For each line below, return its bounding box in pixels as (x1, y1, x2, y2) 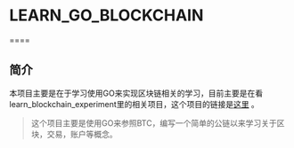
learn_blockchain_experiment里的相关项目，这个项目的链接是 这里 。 (9, 98, 260, 109)
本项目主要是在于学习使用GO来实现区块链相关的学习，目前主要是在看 (9, 88, 264, 98)
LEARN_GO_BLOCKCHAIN (9, 5, 204, 26)
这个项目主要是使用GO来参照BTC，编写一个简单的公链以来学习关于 (30, 117, 278, 129)
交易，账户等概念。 (46, 129, 118, 139)
